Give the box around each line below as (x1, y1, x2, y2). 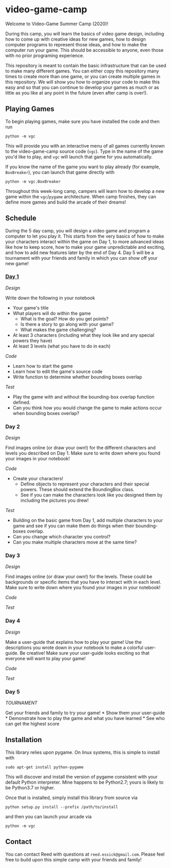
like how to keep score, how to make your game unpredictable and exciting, (5, 244, 165, 250)
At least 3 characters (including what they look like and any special (12, 332, 155, 338)
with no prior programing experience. (5, 52, 85, 59)
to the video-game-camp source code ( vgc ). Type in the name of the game (5, 148, 163, 154)
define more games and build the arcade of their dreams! (5, 199, 126, 205)
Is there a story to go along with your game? (20, 321, 114, 327)
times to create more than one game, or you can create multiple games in (5, 73, 161, 79)
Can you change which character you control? (12, 534, 111, 540)
